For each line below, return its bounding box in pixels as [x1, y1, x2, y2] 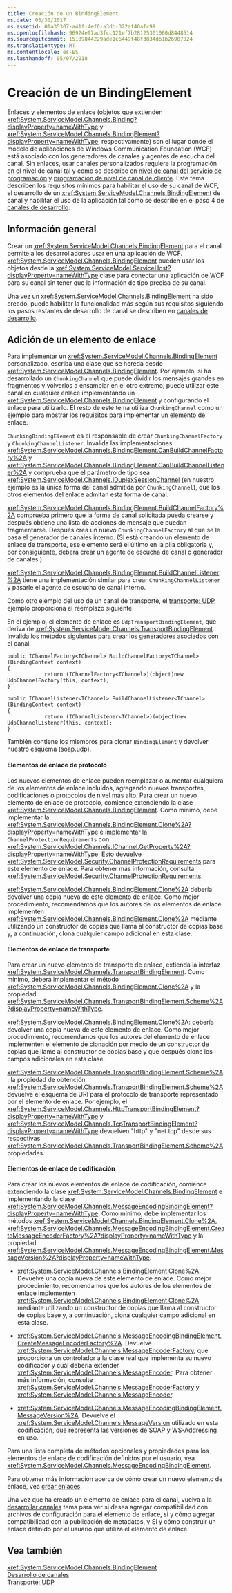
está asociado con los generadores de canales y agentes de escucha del [7, 151, 215, 160]
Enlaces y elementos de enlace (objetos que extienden [7, 108, 164, 116]
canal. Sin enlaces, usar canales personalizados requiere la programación [7, 159, 217, 167]
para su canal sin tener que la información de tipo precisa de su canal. [7, 278, 207, 287]
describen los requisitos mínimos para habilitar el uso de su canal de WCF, [7, 181, 220, 189]
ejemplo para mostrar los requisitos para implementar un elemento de [7, 411, 206, 419]
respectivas [7, 1134, 41, 1142]
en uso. [17, 1433, 39, 1442]
